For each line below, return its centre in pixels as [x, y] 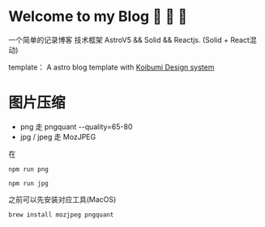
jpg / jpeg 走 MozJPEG [58, 137]
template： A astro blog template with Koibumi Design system [111, 67]
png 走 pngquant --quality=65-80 [76, 126]
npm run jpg [28, 183]
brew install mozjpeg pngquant [61, 214]
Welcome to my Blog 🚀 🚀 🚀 [98, 17]
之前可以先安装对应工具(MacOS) [62, 199]
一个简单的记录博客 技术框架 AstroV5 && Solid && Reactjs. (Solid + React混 [132, 40]
